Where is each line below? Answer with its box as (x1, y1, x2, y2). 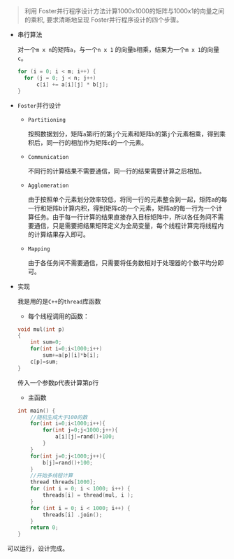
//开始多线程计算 (30, 472, 73, 479)
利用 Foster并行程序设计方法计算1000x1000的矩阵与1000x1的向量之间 (24, 7, 225, 15)
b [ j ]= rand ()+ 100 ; (43, 459, 93, 466)
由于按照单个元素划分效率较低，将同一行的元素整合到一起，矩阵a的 (27, 195, 221, 204)
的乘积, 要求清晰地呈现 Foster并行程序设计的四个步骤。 (24, 15, 183, 24)
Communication (27, 153, 69, 160)
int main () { (17, 407, 56, 414)
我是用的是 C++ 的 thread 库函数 (17, 297, 101, 305)
